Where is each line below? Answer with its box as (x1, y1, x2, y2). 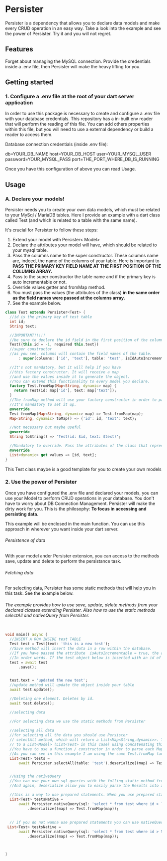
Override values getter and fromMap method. (12, 284, 106, 290)
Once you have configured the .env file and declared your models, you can (5, 490, 159, 496)
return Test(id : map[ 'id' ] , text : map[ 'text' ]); (14, 388, 117, 393)
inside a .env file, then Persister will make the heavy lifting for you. (5, 63, 141, 69)
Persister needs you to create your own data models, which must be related (5, 207, 160, 213)
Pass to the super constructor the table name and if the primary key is (12, 274, 156, 280)
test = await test (9, 660, 48, 665)
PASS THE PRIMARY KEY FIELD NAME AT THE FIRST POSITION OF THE (12, 263, 162, 269)
